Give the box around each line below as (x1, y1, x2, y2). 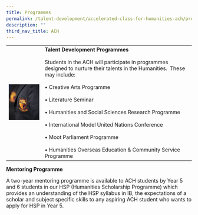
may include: (44, 71, 75, 78)
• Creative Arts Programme (44, 84, 111, 91)
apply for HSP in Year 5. (6, 202, 64, 209)
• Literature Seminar (44, 96, 94, 103)
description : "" (6, 22, 46, 28)
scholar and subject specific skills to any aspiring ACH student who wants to (6, 196, 192, 203)
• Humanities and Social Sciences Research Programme (44, 109, 181, 115)
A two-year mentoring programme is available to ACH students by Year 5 (6, 177, 183, 184)
